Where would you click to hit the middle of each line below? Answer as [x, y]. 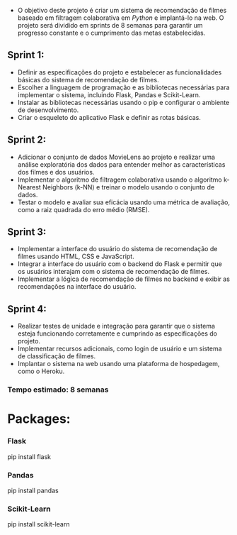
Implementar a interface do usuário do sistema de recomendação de [117, 249]
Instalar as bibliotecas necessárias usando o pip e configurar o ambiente [123, 102]
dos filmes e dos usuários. [56, 172]
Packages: [39, 419]
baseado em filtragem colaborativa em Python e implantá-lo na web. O [121, 18]
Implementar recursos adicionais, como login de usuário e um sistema [120, 349]
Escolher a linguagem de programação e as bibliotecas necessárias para [123, 87]
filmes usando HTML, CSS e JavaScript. [76, 257]
